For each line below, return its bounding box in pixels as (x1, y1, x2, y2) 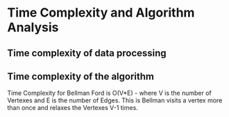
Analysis (7, 19, 59, 35)
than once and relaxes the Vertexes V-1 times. (7, 104, 139, 112)
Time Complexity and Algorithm (7, 5, 195, 21)
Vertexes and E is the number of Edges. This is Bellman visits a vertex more (7, 96, 223, 105)
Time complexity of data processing (7, 47, 167, 59)
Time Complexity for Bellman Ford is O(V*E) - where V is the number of (7, 89, 212, 98)
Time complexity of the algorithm (7, 71, 155, 82)
